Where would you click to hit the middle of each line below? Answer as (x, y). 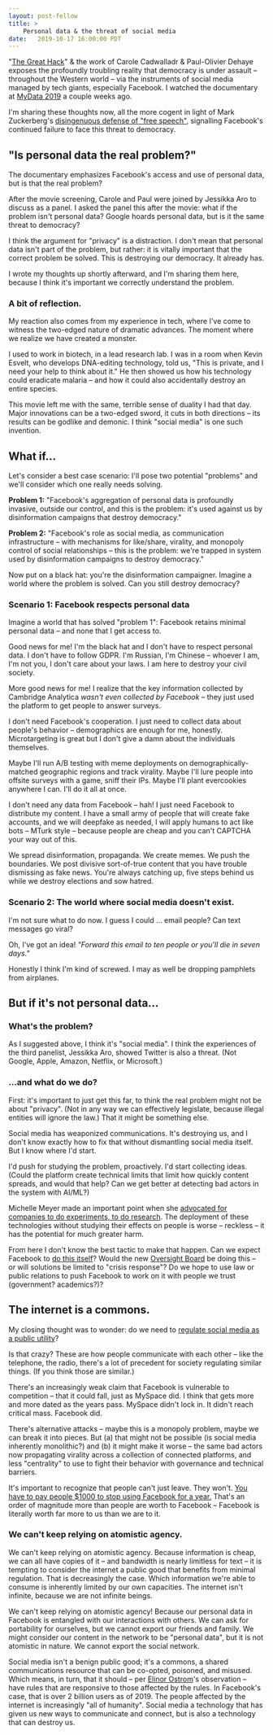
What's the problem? (51, 1026)
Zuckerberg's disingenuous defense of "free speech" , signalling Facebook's (136, 121)
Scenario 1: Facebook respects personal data (99, 605)
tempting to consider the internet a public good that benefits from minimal (132, 1569)
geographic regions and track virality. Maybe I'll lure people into (146, 772)
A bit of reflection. (45, 304)
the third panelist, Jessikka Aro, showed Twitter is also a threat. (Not (123, 1053)
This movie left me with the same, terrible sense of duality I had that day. (130, 404)
